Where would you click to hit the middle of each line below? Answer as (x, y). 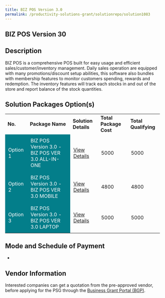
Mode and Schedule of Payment (55, 246)
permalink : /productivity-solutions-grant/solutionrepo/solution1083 (78, 14)
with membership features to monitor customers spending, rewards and (78, 78)
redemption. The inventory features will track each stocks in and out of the (81, 84)
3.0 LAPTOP (44, 227)
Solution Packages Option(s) (50, 105)
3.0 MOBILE (44, 196)
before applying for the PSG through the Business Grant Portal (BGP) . (75, 291)
